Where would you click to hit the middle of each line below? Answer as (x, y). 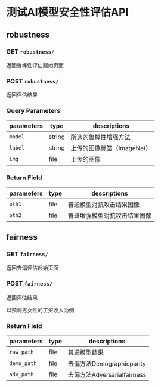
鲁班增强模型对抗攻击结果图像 (110, 215)
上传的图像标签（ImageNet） (111, 148)
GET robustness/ (30, 51)
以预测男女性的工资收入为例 (40, 310)
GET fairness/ (27, 254)
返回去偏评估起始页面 (32, 268)
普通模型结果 (86, 352)
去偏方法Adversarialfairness (107, 375)
